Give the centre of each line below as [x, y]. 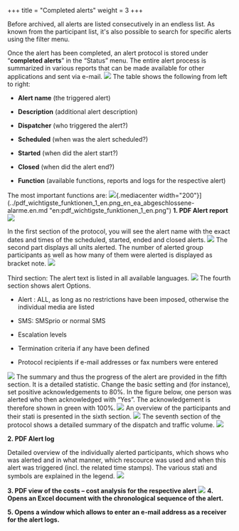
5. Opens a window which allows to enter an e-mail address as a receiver [117, 512]
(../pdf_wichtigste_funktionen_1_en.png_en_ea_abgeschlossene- [101, 203]
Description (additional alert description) [78, 112]
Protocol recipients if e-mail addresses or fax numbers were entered [118, 362]
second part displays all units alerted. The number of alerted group [106, 247]
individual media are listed [56, 307]
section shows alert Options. [49, 285]
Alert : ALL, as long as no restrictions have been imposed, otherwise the [123, 299]
